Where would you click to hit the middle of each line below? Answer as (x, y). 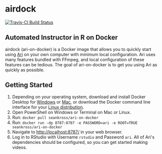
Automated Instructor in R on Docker (61, 38)
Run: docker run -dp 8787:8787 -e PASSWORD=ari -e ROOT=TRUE (75, 123)
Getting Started (29, 85)
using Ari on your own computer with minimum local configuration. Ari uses (80, 54)
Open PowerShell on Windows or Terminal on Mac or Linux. (72, 112)
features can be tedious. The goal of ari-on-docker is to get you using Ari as (81, 64)
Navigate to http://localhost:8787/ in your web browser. (67, 132)
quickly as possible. (25, 70)
